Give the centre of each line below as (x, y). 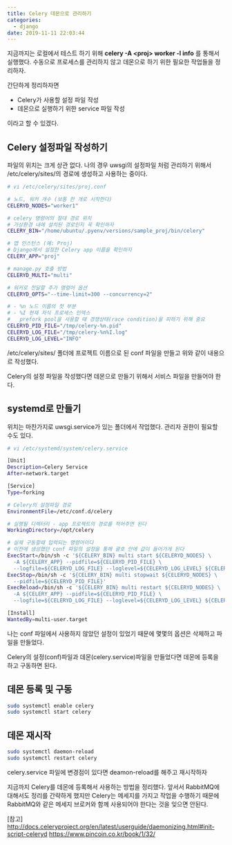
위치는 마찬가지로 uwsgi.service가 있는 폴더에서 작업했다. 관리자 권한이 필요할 (113, 426)
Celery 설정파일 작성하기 (58, 147)
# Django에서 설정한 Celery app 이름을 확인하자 (70, 250)
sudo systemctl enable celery (51, 705)
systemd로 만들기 (44, 409)
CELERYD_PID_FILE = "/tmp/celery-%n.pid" (65, 326)
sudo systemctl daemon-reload (51, 752)
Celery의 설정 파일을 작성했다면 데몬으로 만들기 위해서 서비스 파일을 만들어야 (110, 376)
